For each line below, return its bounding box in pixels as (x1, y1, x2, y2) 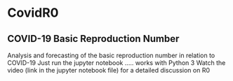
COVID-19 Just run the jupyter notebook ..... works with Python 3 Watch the (7, 59, 226, 67)
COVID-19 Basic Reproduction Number (7, 33, 180, 45)
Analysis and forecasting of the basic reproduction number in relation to (7, 51, 215, 59)
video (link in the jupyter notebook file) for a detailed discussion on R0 (7, 66, 211, 74)
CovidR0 (7, 5, 59, 21)
